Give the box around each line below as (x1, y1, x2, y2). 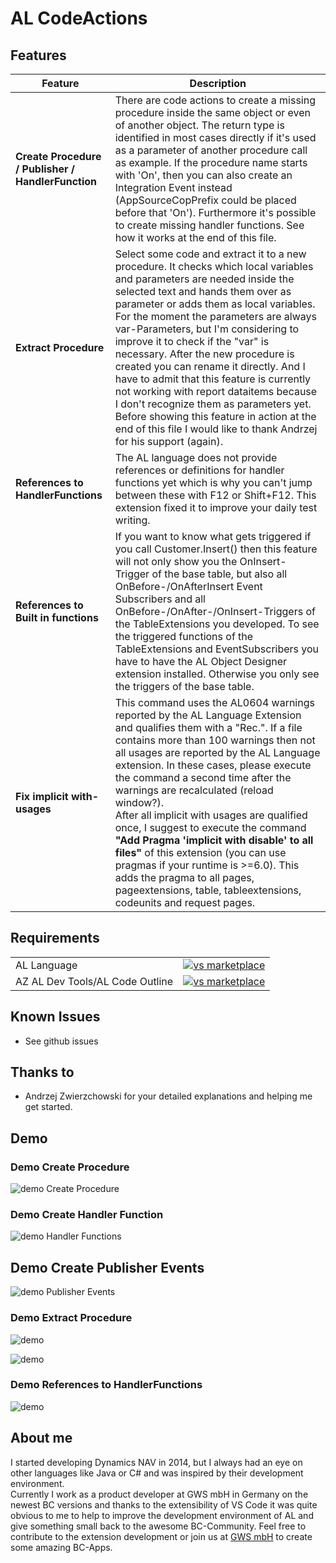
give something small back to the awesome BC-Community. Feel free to (10, 1520, 307, 1532)
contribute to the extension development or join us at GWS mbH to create (10, 1530, 313, 1542)
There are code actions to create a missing (114, 93, 316, 107)
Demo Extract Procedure (10, 1311, 133, 1325)
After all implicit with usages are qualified (114, 808, 308, 822)
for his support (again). (114, 435, 223, 448)
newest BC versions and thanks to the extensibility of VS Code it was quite (10, 1498, 318, 1511)
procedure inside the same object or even (114, 106, 312, 119)
